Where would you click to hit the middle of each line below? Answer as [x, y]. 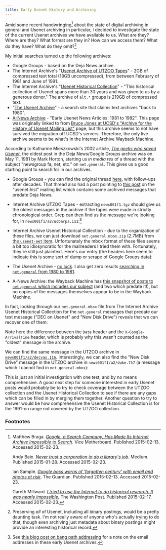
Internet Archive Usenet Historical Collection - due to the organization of [86, 231]
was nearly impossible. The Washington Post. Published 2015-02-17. [82, 497]
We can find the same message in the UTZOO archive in [62, 352]
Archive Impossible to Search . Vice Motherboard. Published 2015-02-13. [86, 442]
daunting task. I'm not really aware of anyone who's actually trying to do [86, 517]
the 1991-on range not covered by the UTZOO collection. [62, 408]
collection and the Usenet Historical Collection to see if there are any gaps [81, 393]
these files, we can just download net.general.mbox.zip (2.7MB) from [83, 236]
